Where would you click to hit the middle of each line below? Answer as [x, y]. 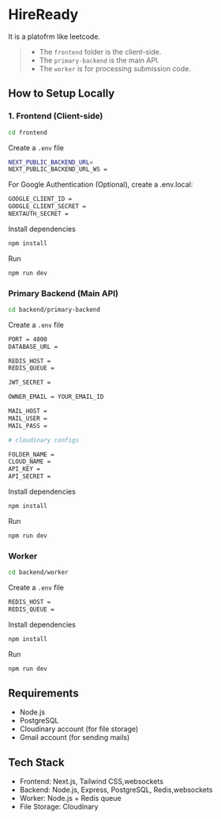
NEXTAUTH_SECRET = [38, 214]
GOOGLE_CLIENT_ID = [40, 199]
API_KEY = [24, 469]
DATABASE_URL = [33, 347]
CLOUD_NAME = [30, 462]
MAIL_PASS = [28, 426]
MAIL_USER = [28, 418]
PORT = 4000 [28, 339]
